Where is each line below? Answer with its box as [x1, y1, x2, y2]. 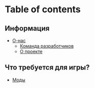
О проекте [19, 49, 43, 54]
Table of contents [5, 4, 81, 15]
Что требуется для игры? [5, 63, 90, 72]
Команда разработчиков [19, 43, 74, 49]
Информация [5, 24, 50, 33]
